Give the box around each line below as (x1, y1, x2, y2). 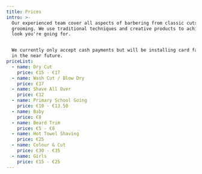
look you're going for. (11, 31, 71, 37)
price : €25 (17, 136, 44, 143)
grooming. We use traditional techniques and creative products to (11, 25, 185, 32)
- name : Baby (11, 109, 44, 115)
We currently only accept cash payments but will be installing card (11, 47, 189, 53)
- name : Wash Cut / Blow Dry (11, 75, 85, 81)
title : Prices (6, 8, 42, 15)
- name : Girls (11, 153, 47, 159)
